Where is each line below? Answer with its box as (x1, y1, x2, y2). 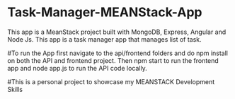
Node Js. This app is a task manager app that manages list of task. (7, 35, 202, 43)
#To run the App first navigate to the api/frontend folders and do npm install (7, 49, 229, 57)
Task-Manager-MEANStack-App (7, 4, 202, 21)
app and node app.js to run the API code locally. (7, 64, 147, 72)
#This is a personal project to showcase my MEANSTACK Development (7, 77, 215, 86)
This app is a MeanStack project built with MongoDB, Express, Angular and (7, 28, 227, 36)
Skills (7, 85, 23, 93)
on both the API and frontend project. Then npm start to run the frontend (7, 56, 219, 64)
